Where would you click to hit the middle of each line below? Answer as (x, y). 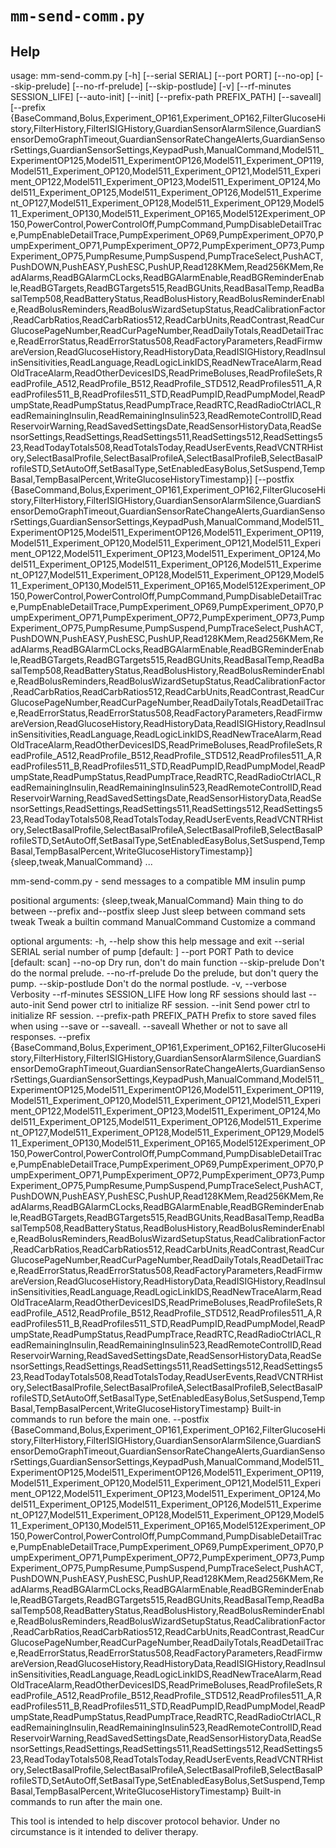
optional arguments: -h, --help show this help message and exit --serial (157, 941)
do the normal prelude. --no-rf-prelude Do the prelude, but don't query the (164, 973)
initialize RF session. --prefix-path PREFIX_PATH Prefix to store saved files (163, 1015)
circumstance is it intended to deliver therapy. (104, 1831)
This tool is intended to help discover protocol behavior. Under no (145, 1821)
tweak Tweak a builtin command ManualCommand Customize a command (163, 921)
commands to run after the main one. (86, 1801)
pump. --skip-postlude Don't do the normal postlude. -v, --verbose (148, 983)
